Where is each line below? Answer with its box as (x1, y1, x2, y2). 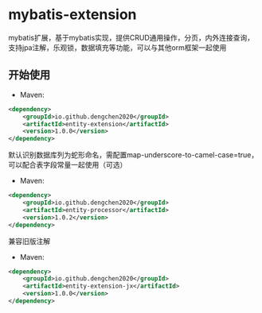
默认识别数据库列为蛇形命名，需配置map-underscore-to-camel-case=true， (8, 150, 259, 160)
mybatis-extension (8, 6, 137, 24)
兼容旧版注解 (8, 236, 50, 245)
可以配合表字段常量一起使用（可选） (8, 160, 127, 170)
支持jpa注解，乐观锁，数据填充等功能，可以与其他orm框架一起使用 (8, 42, 227, 52)
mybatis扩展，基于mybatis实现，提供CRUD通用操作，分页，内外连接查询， (8, 33, 255, 42)
